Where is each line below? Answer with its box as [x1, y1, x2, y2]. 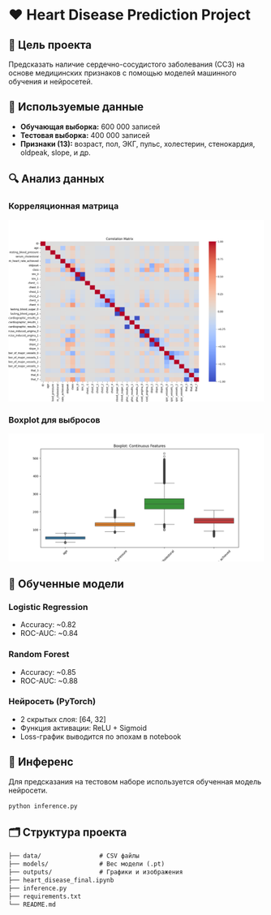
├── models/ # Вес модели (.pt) [8, 860, 165, 869]
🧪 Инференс [8, 755, 74, 769]
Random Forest [8, 649, 70, 660]
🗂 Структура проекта [8, 825, 127, 839]
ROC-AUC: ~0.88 [19, 676, 79, 685]
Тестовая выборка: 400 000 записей [19, 130, 150, 140]
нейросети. [8, 785, 48, 795]
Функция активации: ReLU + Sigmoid [19, 723, 148, 732]
